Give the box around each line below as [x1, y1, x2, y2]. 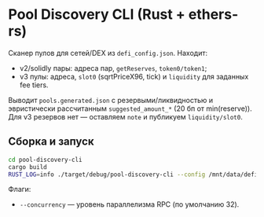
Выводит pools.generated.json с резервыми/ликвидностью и [8, 95, 214, 105]
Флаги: [8, 185, 31, 194]
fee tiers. [19, 80, 49, 90]
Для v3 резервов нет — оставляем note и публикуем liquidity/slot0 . [8, 112, 244, 121]
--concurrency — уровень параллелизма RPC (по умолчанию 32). [19, 200, 240, 209]
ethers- [188, 6, 239, 24]
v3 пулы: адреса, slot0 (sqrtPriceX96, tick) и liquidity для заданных [19, 72, 249, 81]
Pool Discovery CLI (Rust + [8, 6, 186, 24]
